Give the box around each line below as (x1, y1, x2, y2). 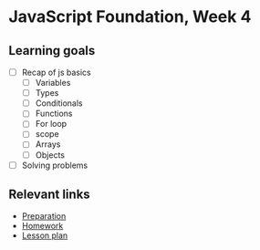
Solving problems (21, 160, 88, 171)
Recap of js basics (21, 67, 92, 78)
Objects (35, 149, 66, 161)
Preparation (21, 211, 67, 222)
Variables (35, 78, 71, 89)
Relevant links (8, 187, 90, 203)
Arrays (35, 139, 61, 150)
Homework (21, 221, 64, 232)
